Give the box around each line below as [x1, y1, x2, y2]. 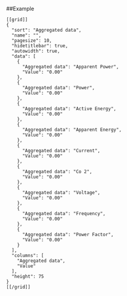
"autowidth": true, [11, 48, 61, 54]
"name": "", [11, 32, 42, 38]
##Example [6, 5, 35, 12]
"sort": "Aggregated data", [11, 27, 82, 33]
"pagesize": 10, [11, 38, 52, 44]
